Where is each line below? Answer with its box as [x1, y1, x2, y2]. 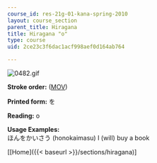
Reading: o [7, 111, 40, 120]
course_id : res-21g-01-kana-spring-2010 [7, 10, 129, 18]
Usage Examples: [7, 125, 60, 133]
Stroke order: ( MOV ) [7, 83, 68, 91]
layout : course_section [7, 17, 78, 24]
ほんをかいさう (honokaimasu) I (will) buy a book [7, 134, 150, 142]
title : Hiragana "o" [7, 30, 69, 38]
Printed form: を [7, 97, 55, 106]
